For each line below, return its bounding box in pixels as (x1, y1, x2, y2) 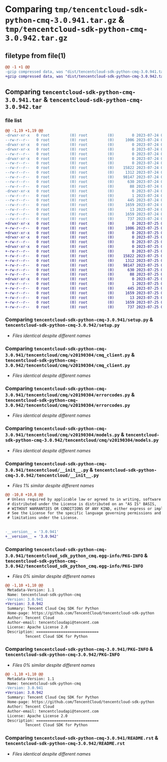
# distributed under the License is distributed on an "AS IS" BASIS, (7, 501, 157, 507)
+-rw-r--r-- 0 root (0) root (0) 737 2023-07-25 (5, 304, 159, 310)
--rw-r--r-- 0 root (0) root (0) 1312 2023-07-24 (5, 170, 159, 175)
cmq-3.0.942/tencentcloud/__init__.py (5, 472, 99, 478)
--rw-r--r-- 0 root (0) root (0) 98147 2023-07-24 (5, 175, 159, 180)
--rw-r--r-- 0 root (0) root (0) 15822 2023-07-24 (5, 166, 159, 171)
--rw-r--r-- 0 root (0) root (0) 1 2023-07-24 (5, 193, 159, 198)
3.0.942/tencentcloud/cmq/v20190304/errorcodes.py (5, 402, 130, 408)
